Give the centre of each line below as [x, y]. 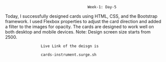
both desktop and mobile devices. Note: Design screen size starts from [78, 32]
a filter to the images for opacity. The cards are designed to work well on [80, 27]
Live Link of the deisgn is [70, 46]
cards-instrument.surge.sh [69, 55]
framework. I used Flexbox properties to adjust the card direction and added [83, 21]
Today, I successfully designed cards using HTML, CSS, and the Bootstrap [81, 16]
